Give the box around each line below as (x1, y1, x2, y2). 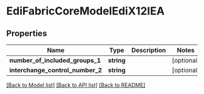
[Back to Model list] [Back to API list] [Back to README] (6, 81, 146, 89)
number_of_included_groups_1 (9, 56, 101, 64)
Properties (6, 28, 47, 39)
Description (131, 46, 166, 54)
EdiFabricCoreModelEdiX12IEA (6, 4, 165, 18)
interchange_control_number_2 (9, 66, 102, 74)
